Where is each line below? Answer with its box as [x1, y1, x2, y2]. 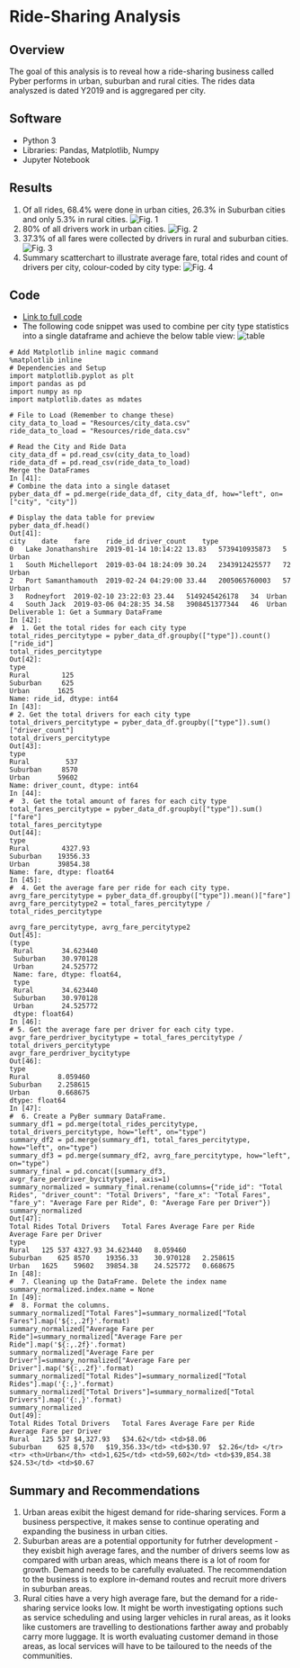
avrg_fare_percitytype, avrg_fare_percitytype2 [9, 923, 191, 933]
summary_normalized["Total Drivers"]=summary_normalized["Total [9, 1388, 255, 1397]
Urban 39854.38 [9, 860, 91, 870]
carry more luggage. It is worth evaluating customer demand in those [22, 1631, 278, 1642]
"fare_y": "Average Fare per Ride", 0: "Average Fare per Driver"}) [9, 1199, 271, 1208]
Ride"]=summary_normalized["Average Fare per [9, 1332, 182, 1342]
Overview [9, 42, 66, 58]
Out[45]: [9, 931, 42, 940]
